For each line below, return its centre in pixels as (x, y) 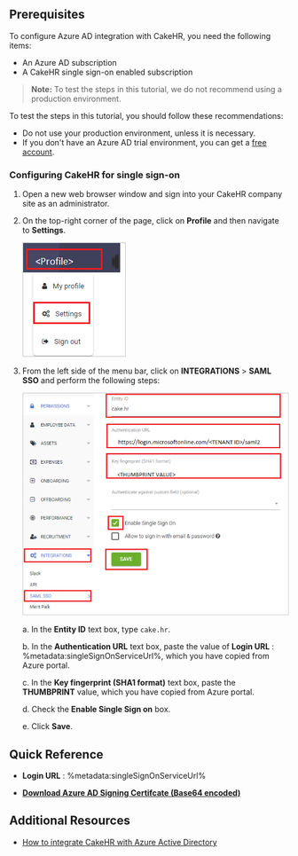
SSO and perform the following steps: (91, 381)
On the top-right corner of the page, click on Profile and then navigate (150, 221)
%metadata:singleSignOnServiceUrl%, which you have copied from (146, 656)
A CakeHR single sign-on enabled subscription (107, 72)
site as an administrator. (66, 204)
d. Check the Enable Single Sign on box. (96, 710)
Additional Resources (70, 821)
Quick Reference (56, 754)
